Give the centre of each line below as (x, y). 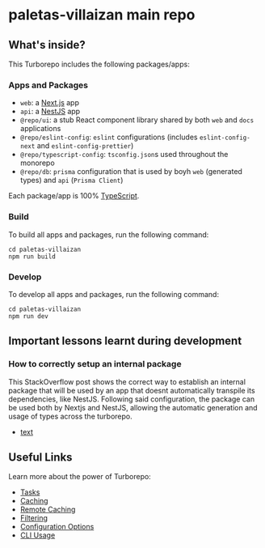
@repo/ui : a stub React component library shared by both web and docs (137, 120)
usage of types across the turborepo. (70, 416)
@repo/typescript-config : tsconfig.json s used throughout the (124, 155)
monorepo (37, 163)
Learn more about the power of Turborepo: (80, 477)
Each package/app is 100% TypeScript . (74, 196)
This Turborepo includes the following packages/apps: (99, 64)
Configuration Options (57, 527)
